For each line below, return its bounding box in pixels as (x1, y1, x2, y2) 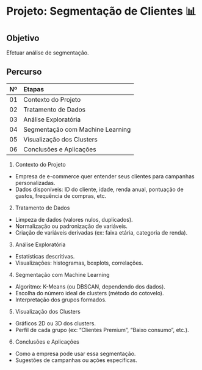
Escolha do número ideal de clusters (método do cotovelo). (15, 289, 164, 296)
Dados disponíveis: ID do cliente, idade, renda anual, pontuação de (15, 186, 184, 193)
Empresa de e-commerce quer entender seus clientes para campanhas (15, 172, 195, 180)
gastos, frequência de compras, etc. (15, 192, 107, 199)
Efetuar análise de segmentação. (6, 49, 89, 56)
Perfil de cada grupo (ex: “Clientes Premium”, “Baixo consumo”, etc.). (15, 326, 189, 333)
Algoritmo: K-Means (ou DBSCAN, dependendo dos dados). (15, 282, 166, 290)
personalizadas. (15, 179, 56, 186)
